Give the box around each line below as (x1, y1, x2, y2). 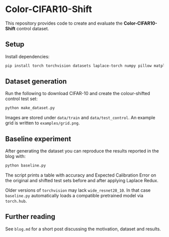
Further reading (5, 212, 55, 221)
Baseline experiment (5, 134, 71, 143)
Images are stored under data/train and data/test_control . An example (5, 115, 155, 121)
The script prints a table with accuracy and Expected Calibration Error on (5, 172, 156, 178)
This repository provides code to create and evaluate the (5, 20, 123, 26)
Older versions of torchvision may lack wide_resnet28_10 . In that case (5, 187, 151, 193)
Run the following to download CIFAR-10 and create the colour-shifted (5, 91, 150, 97)
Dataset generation (5, 77, 67, 86)
